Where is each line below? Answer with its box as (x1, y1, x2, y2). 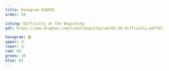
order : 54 (5, 12, 26, 17)
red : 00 (5, 48, 22, 53)
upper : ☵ (5, 39, 25, 44)
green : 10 (5, 53, 26, 58)
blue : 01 (5, 58, 24, 63)
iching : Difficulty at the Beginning (5, 21, 84, 26)
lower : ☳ (5, 44, 25, 49)
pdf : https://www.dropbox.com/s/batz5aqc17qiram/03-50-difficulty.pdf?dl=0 (5, 25, 167, 30)
